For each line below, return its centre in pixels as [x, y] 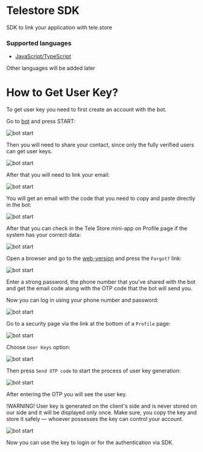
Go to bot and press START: [41, 122]
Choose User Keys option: [38, 348]
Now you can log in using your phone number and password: [82, 300]
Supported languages [39, 43]
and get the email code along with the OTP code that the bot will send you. [99, 289]
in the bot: [19, 205]
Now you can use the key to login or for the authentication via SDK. [90, 443]
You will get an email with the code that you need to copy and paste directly [101, 199]
